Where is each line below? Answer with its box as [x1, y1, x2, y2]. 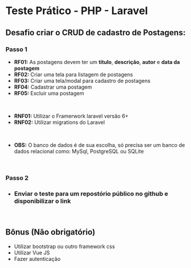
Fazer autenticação [13, 255, 61, 262]
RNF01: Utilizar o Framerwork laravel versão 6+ [13, 112, 129, 119]
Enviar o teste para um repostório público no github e [13, 189, 168, 197]
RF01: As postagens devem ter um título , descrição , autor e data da [13, 58, 180, 65]
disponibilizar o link [13, 197, 71, 205]
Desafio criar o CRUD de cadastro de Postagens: [5, 28, 186, 38]
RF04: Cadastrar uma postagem [13, 83, 92, 91]
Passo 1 [5, 45, 28, 53]
